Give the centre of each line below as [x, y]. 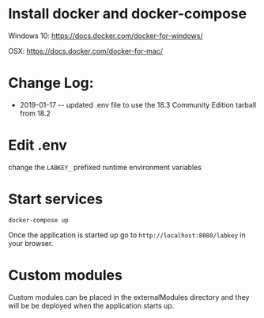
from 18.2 [35, 113]
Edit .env [38, 145]
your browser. [31, 243]
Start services [56, 199]
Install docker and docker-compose [128, 14]
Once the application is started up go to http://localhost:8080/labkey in [127, 235]
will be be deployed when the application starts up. [91, 305]
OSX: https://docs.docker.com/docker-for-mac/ [86, 51]
